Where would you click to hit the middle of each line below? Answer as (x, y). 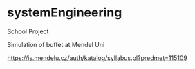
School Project (28, 31)
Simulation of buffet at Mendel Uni (56, 44)
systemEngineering (65, 13)
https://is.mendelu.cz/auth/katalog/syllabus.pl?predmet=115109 (98, 58)
